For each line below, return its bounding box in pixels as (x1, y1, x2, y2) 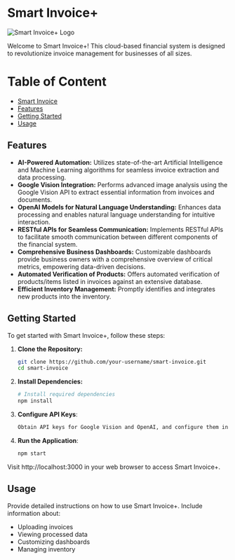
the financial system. (17, 240, 78, 248)
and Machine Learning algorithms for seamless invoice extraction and (17, 165, 220, 174)
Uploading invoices (17, 522, 74, 531)
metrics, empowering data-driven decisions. (17, 262, 146, 271)
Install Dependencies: (17, 377, 83, 386)
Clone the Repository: (17, 345, 83, 353)
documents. (17, 195, 53, 204)
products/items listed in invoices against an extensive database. (17, 277, 203, 285)
